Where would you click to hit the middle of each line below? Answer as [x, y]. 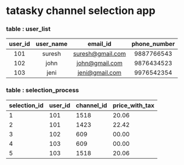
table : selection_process [43, 90]
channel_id [91, 105]
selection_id [26, 105]
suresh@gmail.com [99, 54]
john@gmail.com [100, 64]
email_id [100, 44]
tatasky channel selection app [81, 11]
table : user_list [28, 29]
